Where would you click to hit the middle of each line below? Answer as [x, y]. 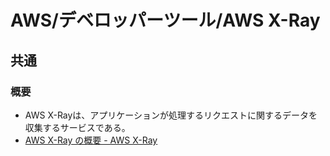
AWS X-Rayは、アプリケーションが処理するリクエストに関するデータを [171, 115]
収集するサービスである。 [77, 127]
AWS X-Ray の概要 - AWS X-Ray [91, 140]
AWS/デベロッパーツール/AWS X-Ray [165, 20]
